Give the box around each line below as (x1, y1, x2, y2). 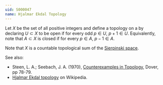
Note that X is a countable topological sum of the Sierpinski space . (5, 45, 139, 51)
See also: (5, 54, 24, 60)
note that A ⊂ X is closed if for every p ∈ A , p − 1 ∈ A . (5, 35, 115, 42)
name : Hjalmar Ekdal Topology (5, 12, 67, 17)
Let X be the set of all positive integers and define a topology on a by (5, 25, 144, 31)
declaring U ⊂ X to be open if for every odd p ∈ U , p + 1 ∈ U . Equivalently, (5, 30, 156, 36)
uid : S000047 (5, 7, 32, 12)
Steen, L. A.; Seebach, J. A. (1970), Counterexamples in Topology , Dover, (12, 64, 159, 70)
